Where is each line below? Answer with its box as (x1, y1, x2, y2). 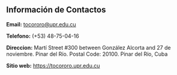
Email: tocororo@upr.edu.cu (6, 20, 76, 28)
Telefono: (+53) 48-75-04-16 (6, 32, 79, 40)
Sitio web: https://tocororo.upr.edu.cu (6, 62, 100, 69)
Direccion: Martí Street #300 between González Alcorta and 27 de (6, 44, 171, 51)
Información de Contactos (6, 5, 106, 15)
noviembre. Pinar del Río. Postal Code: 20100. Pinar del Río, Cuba (6, 50, 168, 58)
